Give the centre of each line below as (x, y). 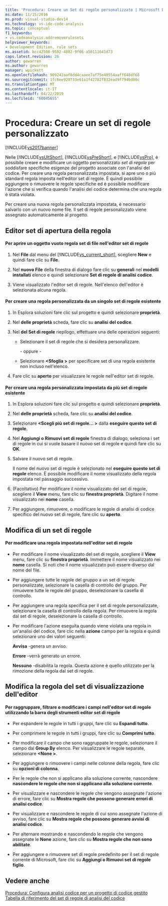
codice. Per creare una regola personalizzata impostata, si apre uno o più (80, 173)
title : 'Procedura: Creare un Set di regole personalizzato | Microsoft (82, 10)
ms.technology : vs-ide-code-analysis (44, 24)
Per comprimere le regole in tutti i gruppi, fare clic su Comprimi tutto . (84, 733)
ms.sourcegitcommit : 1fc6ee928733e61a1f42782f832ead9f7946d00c (72, 80)
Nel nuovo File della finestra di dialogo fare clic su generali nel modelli (85, 269)
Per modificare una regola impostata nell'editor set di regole (69, 543)
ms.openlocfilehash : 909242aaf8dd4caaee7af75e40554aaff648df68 (72, 75)
